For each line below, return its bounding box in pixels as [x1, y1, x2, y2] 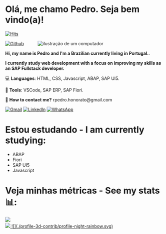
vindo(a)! [5, 14, 44, 26]
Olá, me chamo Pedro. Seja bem [5, 4, 140, 15]
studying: [5, 135, 46, 146]
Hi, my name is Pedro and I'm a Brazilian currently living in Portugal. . [5, 50, 150, 56]
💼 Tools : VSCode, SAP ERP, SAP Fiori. [5, 87, 83, 93]
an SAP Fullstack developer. [5, 65, 65, 71]
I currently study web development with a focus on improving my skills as [5, 60, 161, 66]
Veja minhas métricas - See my [5, 185, 136, 196]
